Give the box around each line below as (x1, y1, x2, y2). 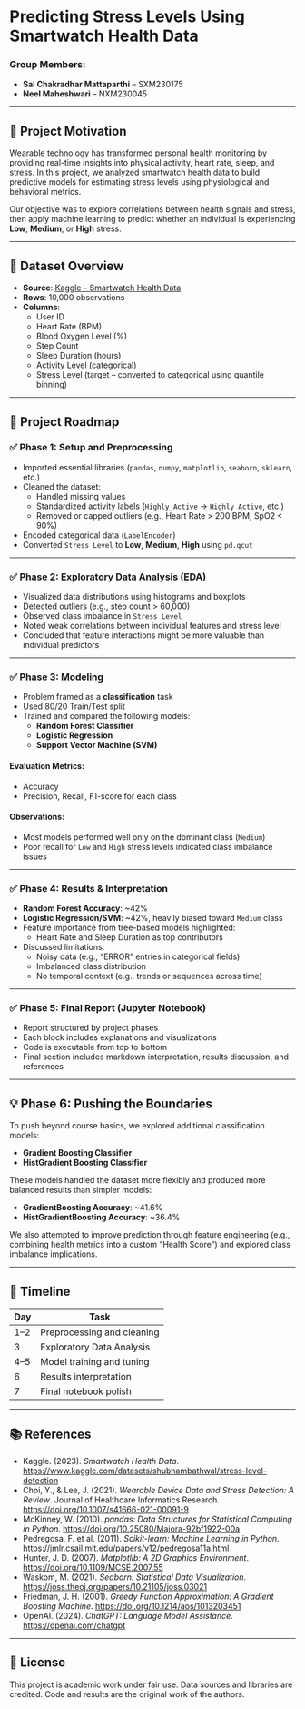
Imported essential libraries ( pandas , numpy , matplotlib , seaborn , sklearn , (22, 461, 293, 472)
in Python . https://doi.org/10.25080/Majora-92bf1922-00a (22, 1522, 241, 1534)
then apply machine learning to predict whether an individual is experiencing (9, 214, 296, 225)
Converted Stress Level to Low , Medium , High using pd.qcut (22, 539, 253, 550)
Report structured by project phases (22, 1022, 159, 1034)
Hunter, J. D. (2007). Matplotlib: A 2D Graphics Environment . (22, 1552, 250, 1562)
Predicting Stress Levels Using (9, 6, 245, 27)
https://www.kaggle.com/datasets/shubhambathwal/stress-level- (22, 1465, 268, 1476)
